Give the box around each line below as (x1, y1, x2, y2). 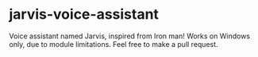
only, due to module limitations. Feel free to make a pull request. (9, 39, 218, 48)
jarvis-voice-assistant (9, 5, 160, 23)
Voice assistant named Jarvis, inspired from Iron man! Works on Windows (9, 31, 251, 41)
